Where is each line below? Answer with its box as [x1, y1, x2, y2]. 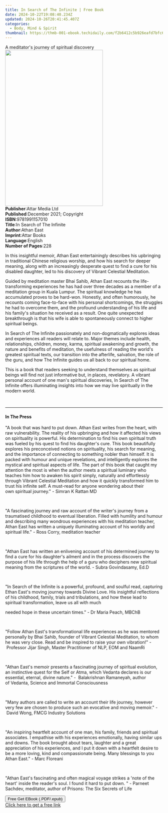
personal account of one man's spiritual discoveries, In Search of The [5, 377, 148, 383]
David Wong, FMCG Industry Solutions [6, 710, 86, 716]
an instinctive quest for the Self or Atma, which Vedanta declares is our [5, 669, 151, 675]
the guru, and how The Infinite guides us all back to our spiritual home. [5, 357, 151, 363]
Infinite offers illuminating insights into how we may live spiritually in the [5, 383, 153, 388]
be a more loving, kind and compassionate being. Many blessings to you [5, 751, 154, 757]
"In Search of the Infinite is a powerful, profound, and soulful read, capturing [5, 584, 163, 590]
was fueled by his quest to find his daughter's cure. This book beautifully [5, 441, 156, 447]
